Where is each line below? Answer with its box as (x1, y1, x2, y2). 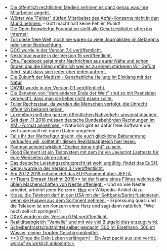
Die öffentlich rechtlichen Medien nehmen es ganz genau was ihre (10, 5, 148, 10)
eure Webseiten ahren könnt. (10, 155, 71, 161)
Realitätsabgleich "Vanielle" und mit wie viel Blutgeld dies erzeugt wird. (10, 219, 158, 225)
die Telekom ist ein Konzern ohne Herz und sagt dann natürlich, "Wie (10, 203, 154, 209)
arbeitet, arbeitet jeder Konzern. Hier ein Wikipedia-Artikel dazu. (10, 187, 144, 192)
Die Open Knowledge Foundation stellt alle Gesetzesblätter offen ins (10, 26, 153, 32)
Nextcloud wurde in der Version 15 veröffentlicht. (10, 53, 112, 59)
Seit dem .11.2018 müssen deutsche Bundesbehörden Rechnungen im (10, 117, 155, 123)
